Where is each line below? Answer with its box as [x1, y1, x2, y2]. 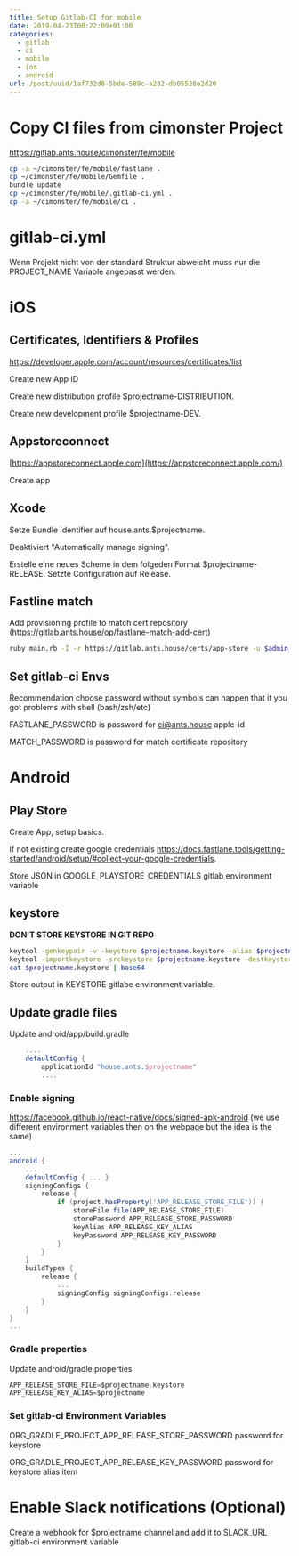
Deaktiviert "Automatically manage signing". [9, 541, 171, 552]
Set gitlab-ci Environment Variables [9, 1410, 166, 1422]
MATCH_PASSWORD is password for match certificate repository [9, 736, 248, 747]
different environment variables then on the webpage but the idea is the [9, 1122, 272, 1132]
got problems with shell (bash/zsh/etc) [9, 702, 151, 712]
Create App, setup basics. [9, 827, 105, 837]
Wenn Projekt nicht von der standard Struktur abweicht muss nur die [9, 256, 261, 267]
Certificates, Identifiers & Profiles [9, 333, 199, 348]
